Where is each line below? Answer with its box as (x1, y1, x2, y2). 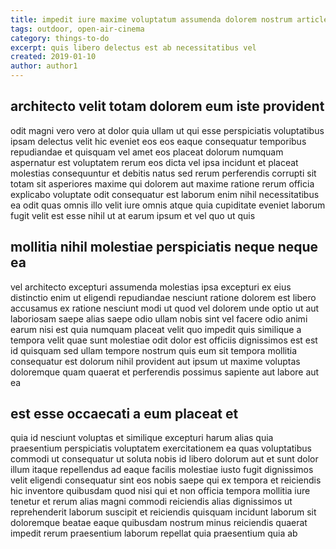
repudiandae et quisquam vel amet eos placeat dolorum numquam (10, 146, 284, 158)
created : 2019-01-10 (10, 52, 97, 62)
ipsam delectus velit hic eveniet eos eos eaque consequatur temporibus (10, 135, 307, 147)
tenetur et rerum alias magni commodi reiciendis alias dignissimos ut (10, 496, 293, 508)
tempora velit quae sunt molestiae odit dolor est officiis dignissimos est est (10, 334, 318, 346)
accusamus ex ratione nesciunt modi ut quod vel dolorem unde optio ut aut (10, 302, 320, 314)
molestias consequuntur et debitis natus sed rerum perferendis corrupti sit (10, 167, 317, 179)
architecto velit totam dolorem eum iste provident (10, 98, 325, 115)
